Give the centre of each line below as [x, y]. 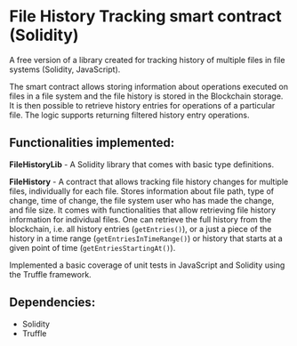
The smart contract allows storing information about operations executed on [149, 86]
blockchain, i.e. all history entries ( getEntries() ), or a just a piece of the [140, 229]
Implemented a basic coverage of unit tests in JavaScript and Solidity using [147, 265]
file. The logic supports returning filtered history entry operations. [129, 115]
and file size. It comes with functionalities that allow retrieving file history [143, 210]
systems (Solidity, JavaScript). [65, 69]
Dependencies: [52, 303]
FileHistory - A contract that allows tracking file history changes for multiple [149, 181]
